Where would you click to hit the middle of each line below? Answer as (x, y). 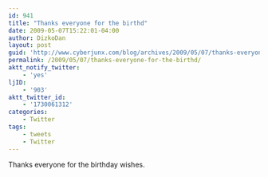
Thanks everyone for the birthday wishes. (77, 164)
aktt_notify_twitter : (44, 68)
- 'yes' (35, 75)
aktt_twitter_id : (37, 97)
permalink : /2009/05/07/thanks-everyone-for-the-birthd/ (105, 61)
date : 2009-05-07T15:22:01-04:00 (64, 30)
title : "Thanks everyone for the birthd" (78, 23)
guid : (17, 53)
